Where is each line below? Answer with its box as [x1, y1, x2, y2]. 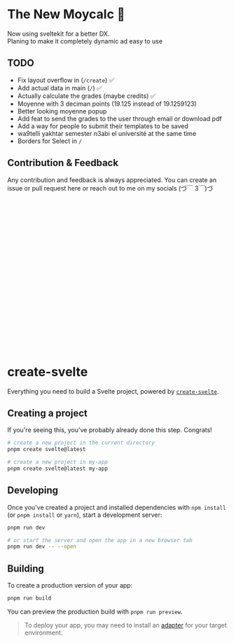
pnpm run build [7, 595, 52, 602]
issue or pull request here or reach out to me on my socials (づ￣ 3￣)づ [7, 184, 214, 192]
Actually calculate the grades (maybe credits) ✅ [17, 91, 156, 100]
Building [7, 562, 44, 574]
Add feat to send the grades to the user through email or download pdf [17, 114, 222, 123]
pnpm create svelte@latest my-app [7, 465, 109, 472]
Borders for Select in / [17, 137, 83, 145]
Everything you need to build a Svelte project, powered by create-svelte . [7, 387, 219, 395]
